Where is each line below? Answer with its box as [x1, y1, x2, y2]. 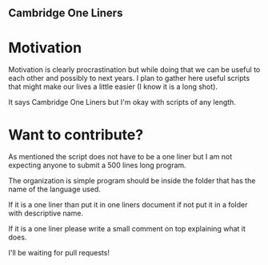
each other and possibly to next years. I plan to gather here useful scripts [8, 74, 250, 83]
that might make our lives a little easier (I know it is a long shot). [8, 82, 218, 91]
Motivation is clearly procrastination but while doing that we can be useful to [8, 65, 261, 74]
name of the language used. [8, 184, 102, 195]
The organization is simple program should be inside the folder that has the [8, 176, 256, 186]
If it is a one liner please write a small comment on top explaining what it [8, 224, 246, 234]
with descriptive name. [8, 208, 84, 219]
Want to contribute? [8, 126, 144, 143]
